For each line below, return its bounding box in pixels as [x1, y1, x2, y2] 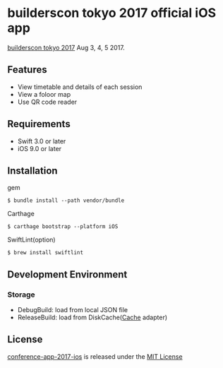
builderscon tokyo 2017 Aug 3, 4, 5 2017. [7, 43, 125, 52]
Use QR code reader [17, 97, 78, 106]
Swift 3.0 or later [17, 136, 66, 146]
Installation [7, 165, 58, 177]
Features [7, 64, 47, 76]
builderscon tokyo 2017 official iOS [7, 5, 217, 21]
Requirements [7, 118, 71, 130]
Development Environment [7, 268, 128, 280]
